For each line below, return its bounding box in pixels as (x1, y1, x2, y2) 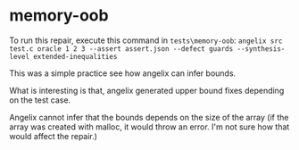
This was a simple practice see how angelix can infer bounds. (9, 68, 237, 79)
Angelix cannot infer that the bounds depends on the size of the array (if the (9, 112, 289, 122)
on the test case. (9, 95, 71, 105)
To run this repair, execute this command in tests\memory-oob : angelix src (9, 35, 283, 46)
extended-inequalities (32, 52, 118, 61)
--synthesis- (237, 44, 286, 54)
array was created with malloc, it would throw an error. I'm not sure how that (9, 121, 290, 132)
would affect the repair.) (9, 130, 98, 141)
